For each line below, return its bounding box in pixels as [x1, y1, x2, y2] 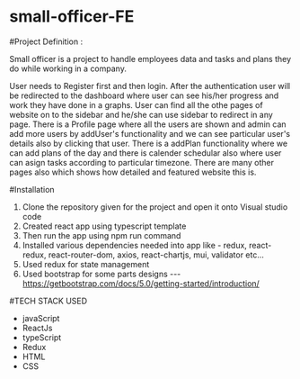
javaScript [22, 312, 60, 323]
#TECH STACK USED [9, 295, 88, 306]
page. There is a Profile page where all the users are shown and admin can [9, 119, 287, 130]
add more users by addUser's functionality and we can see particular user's [9, 128, 290, 139]
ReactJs [22, 322, 53, 333]
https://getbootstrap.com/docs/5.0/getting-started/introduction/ [22, 277, 260, 289]
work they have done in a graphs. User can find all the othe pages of [9, 99, 263, 110]
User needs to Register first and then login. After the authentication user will [9, 80, 290, 91]
